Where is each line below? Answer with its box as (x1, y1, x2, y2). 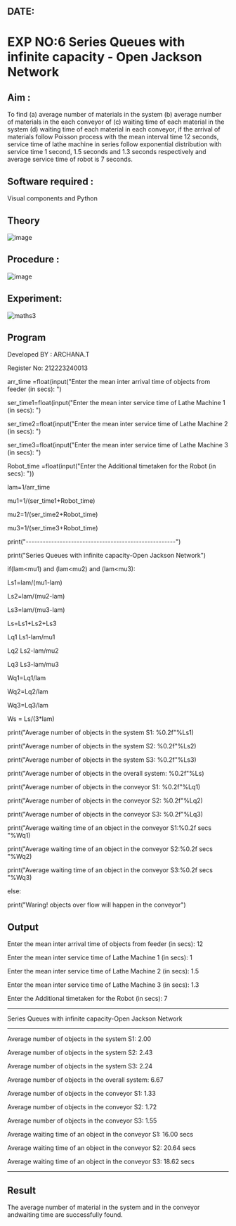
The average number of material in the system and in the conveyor (7, 1203, 200, 1212)
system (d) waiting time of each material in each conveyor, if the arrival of (7, 125, 221, 134)
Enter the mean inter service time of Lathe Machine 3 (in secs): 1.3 (7, 981, 199, 989)
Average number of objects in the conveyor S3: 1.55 (7, 1116, 157, 1125)
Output (7, 921, 39, 933)
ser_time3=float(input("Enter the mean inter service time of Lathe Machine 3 (7, 441, 228, 449)
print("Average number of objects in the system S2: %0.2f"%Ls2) (7, 742, 197, 751)
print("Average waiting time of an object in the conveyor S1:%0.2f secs (7, 824, 212, 832)
